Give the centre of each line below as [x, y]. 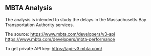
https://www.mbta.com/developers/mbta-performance [60, 39]
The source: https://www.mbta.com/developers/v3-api [60, 34]
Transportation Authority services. [40, 25]
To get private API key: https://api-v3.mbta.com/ [54, 48]
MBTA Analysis [29, 8]
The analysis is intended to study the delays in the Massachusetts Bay [76, 19]
